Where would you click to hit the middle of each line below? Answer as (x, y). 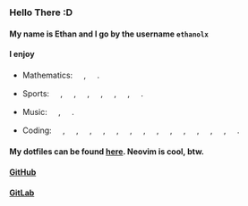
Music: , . (48, 111)
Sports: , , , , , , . (82, 93)
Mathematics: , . (61, 75)
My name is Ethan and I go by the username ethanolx (109, 34)
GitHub (23, 172)
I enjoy (22, 54)
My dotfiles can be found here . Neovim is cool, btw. (107, 152)
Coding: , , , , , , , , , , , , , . (131, 130)
